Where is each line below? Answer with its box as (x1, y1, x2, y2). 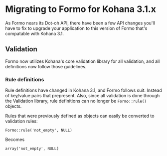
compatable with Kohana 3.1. (5, 30, 64, 36)
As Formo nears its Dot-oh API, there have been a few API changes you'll (5, 20, 156, 26)
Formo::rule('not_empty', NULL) (5, 128, 72, 133)
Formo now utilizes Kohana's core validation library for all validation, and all (5, 58, 160, 64)
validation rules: (5, 118, 38, 124)
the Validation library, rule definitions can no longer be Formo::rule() (5, 98, 147, 104)
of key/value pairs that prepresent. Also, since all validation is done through (5, 93, 160, 99)
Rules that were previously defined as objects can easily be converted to (5, 113, 155, 119)
